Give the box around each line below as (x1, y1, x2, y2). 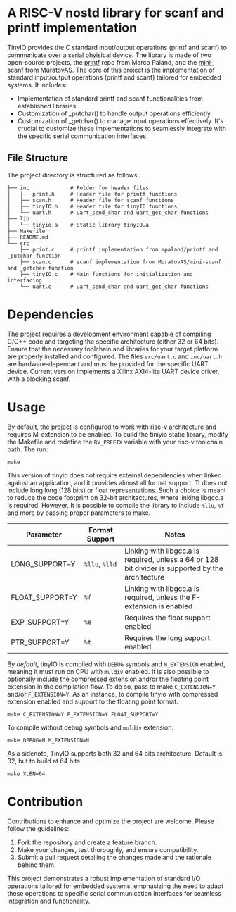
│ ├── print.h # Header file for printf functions (7, 190, 178, 198)
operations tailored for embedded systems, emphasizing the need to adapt (7, 882, 223, 890)
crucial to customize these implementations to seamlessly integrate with (17, 124, 227, 132)
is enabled (158, 601, 193, 611)
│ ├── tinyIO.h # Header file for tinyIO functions (7, 203, 178, 210)
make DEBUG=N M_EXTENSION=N (7, 737, 90, 744)
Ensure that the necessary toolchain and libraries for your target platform (7, 344, 218, 353)
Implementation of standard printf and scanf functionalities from (17, 94, 204, 103)
